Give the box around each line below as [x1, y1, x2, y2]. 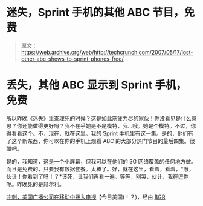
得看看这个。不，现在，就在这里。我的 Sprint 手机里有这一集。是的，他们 [6, 130, 188, 137]
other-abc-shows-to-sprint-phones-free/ [21, 55, 124, 62]
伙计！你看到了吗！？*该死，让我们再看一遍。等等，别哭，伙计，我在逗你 [6, 173, 189, 180]
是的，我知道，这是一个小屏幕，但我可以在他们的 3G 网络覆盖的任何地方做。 [6, 158, 196, 165]
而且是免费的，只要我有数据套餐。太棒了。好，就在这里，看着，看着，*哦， [6, 165, 195, 173]
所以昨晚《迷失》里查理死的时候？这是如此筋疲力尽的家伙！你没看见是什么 [6, 115, 192, 122]
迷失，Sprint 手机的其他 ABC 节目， [6, 5, 184, 19]
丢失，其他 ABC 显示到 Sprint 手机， [6, 78, 187, 92]
